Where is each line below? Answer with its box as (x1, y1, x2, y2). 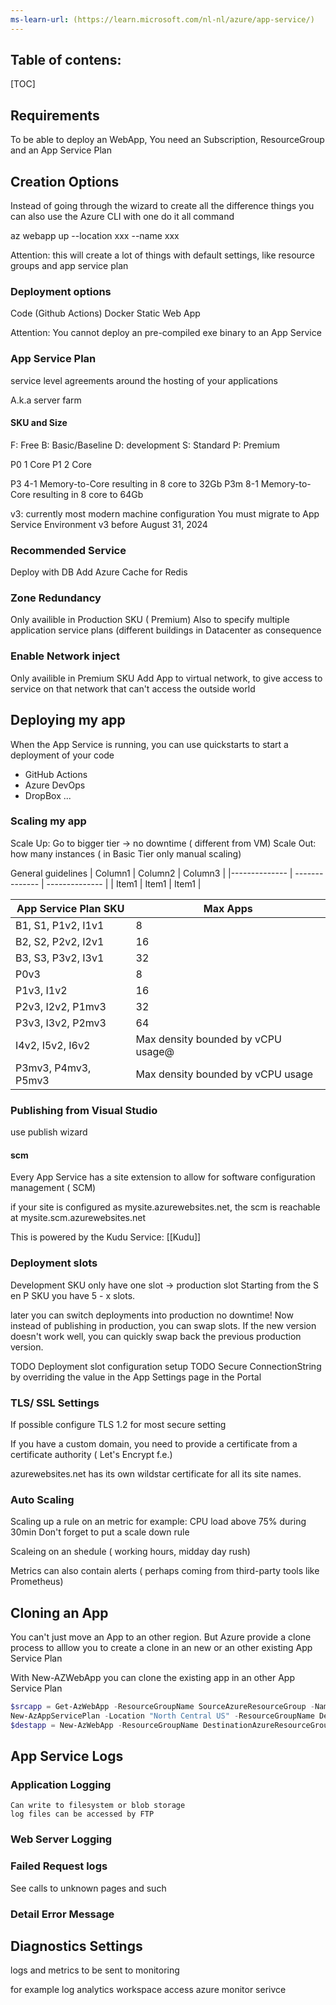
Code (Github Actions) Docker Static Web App (10, 307, 201, 320)
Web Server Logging (10, 1832, 113, 1846)
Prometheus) (10, 1576, 64, 1588)
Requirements (10, 107, 100, 124)
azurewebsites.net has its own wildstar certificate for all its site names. (10, 1467, 302, 1480)
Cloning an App (10, 1604, 109, 1621)
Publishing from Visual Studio (10, 1103, 158, 1117)
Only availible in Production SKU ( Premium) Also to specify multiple (10, 614, 290, 626)
